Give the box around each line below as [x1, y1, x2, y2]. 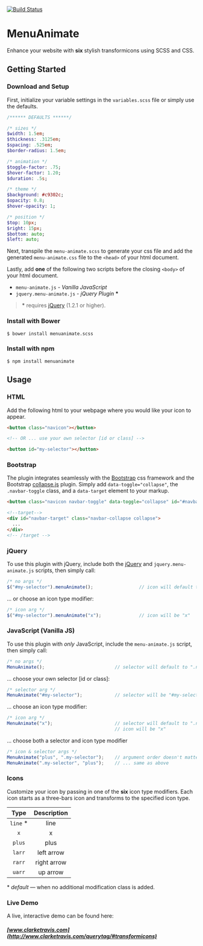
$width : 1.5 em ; [7, 130, 45, 137]
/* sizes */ [7, 125, 37, 131]
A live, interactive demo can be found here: [7, 912, 114, 919]
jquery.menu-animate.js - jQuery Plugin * [15, 290, 119, 297]
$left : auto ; [7, 236, 40, 243]
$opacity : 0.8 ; [7, 198, 45, 204]
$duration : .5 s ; [7, 175, 48, 181]
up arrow [38, 867, 64, 876]
